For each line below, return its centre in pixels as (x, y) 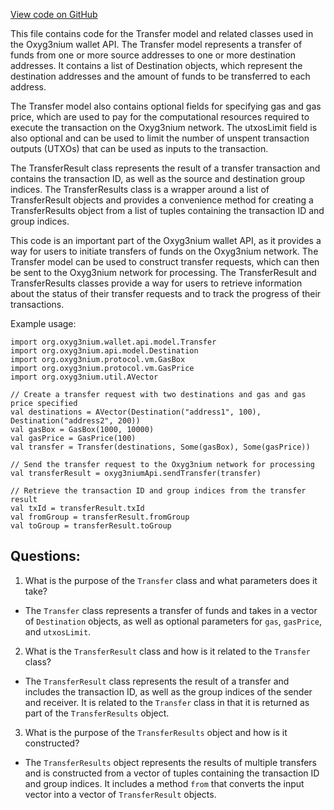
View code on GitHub (54, 14)
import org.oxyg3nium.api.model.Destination (104, 351)
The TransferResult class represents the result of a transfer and (157, 681)
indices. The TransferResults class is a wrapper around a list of (140, 189)
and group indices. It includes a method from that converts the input (164, 783)
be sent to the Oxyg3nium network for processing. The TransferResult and (163, 272)
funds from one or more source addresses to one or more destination (153, 55)
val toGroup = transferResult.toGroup (91, 526)
